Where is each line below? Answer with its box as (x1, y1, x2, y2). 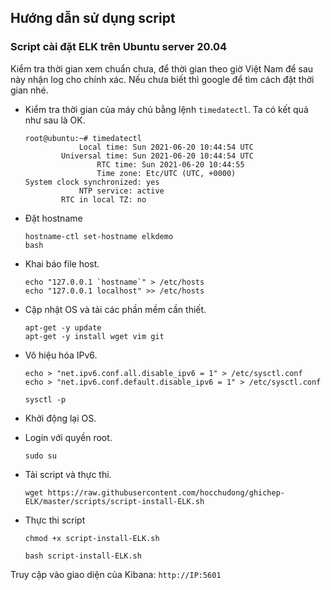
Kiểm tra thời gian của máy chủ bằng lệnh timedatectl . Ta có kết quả (24, 103, 309, 115)
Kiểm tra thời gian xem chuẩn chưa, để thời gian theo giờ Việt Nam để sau (10, 62, 314, 75)
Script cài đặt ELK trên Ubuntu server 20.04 (10, 40, 228, 54)
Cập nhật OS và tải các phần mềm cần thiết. (24, 303, 207, 315)
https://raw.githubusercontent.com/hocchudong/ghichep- (47, 487, 286, 498)
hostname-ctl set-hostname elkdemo (24, 231, 174, 241)
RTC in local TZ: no (61, 194, 147, 205)
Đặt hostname (24, 212, 83, 224)
